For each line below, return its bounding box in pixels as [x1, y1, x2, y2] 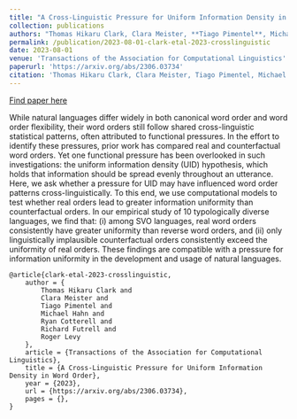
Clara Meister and [41, 293, 109, 302]
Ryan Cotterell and [41, 316, 113, 326]
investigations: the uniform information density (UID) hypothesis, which [9, 159, 269, 169]
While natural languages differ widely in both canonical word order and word [9, 112, 288, 122]
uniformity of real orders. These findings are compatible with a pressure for [9, 244, 284, 254]
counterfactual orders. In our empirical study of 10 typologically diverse [9, 206, 270, 217]
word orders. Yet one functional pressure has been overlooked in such [9, 150, 266, 160]
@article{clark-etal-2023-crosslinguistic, [9, 270, 172, 279]
